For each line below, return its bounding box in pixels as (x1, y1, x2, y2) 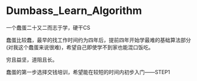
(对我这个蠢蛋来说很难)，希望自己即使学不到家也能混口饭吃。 (6, 44, 154, 51)
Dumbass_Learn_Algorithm (6, 4, 142, 17)
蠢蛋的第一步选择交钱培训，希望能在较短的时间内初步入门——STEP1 (6, 68, 171, 75)
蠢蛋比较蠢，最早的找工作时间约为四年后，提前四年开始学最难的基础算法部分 (6, 36, 191, 43)
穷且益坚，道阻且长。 (6, 56, 57, 63)
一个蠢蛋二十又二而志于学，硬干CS (6, 24, 91, 31)
